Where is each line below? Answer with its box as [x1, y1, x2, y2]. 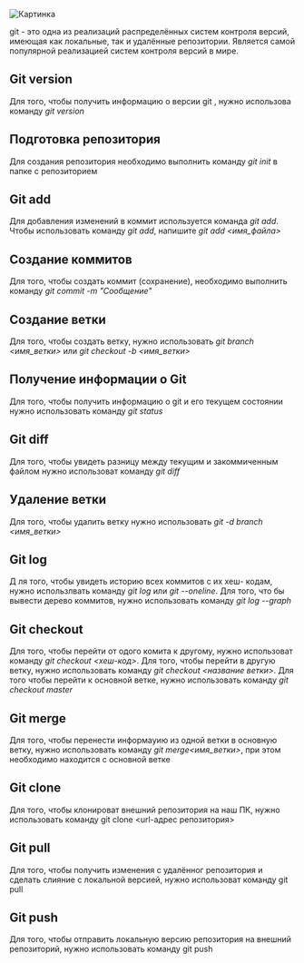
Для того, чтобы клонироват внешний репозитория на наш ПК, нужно [9, 804, 280, 815]
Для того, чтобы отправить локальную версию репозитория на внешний [9, 934, 292, 945]
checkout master [9, 684, 73, 695]
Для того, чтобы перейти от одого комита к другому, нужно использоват [9, 645, 293, 657]
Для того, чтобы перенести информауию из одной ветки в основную [9, 734, 278, 745]
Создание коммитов [9, 251, 132, 267]
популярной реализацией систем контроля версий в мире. [9, 45, 239, 56]
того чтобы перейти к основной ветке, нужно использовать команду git [9, 674, 289, 685]
